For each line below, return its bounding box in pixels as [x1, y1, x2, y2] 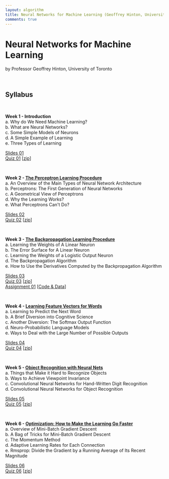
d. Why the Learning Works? [5, 196, 64, 202]
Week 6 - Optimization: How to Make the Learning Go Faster [5, 421, 133, 427]
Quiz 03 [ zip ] [5, 278, 33, 284]
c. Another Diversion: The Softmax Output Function [5, 319, 112, 325]
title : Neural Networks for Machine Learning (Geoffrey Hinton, [5, 12, 143, 17]
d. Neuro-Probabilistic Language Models [5, 325, 90, 331]
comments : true [5, 17, 37, 22]
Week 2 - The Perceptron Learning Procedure [5, 175, 102, 181]
